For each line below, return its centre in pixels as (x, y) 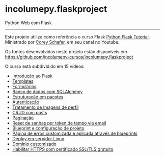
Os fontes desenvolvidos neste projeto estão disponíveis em (66, 51)
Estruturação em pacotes (38, 96)
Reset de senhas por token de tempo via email (59, 123)
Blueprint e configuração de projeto (48, 128)
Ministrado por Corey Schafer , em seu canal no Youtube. (62, 42)
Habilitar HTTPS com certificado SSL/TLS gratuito (63, 149)
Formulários (24, 86)
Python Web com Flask (28, 23)
